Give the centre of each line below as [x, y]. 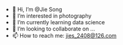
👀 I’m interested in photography [52, 16]
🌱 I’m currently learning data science [58, 22]
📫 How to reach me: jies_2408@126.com [64, 36]
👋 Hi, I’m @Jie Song [37, 9]
